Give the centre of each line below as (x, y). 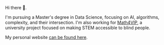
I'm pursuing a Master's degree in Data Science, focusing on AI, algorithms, (82, 17)
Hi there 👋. (16, 8)
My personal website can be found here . (46, 37)
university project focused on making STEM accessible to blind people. (78, 28)
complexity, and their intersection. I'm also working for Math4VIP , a (74, 22)
